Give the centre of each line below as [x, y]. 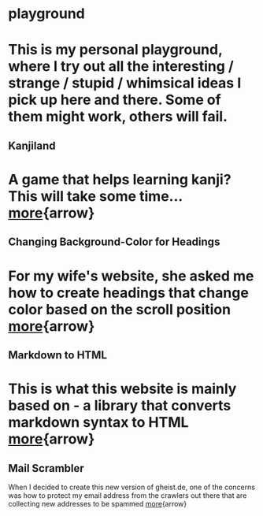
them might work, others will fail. [118, 117]
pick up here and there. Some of [115, 100]
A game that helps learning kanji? [120, 179]
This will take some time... [95, 196]
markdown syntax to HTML [98, 423]
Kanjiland [32, 145]
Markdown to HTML [58, 355]
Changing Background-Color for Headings [114, 242]
